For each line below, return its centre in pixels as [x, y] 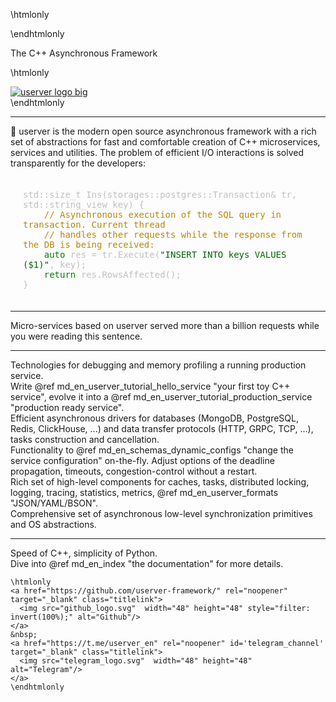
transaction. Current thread [94, 224]
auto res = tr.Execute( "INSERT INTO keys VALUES [165, 254]
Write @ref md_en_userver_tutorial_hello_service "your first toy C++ [150, 386]
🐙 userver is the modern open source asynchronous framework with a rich [163, 131]
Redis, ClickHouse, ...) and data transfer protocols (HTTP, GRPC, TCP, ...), [162, 428]
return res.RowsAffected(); [112, 274]
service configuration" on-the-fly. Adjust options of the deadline [142, 460]
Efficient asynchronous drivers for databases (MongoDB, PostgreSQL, [154, 418]
